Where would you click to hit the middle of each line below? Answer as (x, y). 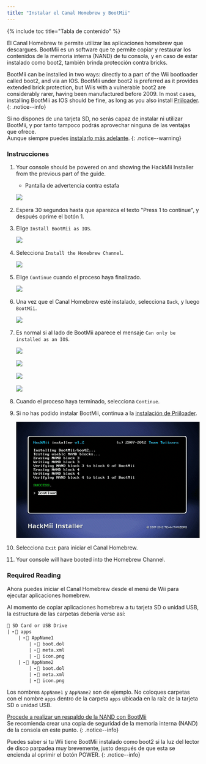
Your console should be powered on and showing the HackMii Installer (105, 167)
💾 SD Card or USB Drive (37, 626)
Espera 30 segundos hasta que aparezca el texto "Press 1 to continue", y (107, 210)
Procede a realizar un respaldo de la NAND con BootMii (77, 717)
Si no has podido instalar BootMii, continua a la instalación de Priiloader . (106, 413)
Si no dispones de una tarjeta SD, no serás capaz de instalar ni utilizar (95, 119)
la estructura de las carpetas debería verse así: (66, 614)
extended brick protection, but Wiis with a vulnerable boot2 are (86, 87)
